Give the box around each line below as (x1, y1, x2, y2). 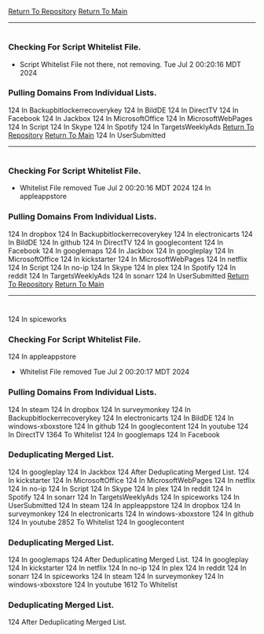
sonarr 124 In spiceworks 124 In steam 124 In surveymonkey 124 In (8, 572, 224, 581)
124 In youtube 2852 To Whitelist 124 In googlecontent (8, 517, 185, 526)
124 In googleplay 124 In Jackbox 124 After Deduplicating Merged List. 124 (8, 467, 250, 477)
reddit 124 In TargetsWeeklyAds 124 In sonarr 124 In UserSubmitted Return (8, 271, 249, 280)
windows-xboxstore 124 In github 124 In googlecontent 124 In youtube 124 (8, 421, 249, 431)
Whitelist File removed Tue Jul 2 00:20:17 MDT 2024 (19, 367, 190, 377)
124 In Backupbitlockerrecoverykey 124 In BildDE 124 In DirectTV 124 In (8, 105, 239, 115)
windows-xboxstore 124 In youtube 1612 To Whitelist (8, 580, 178, 589)
